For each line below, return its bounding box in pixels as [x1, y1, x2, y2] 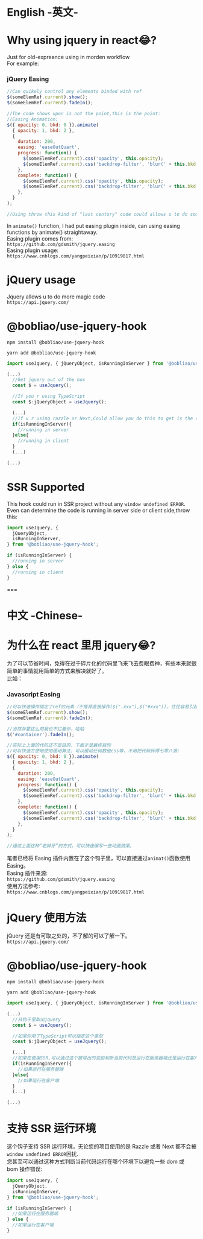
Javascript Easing [7, 690, 61, 698]
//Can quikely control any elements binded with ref [7, 89, 142, 95]
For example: [7, 60, 40, 67]
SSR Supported [7, 480, 85, 494]
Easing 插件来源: [7, 869, 48, 877]
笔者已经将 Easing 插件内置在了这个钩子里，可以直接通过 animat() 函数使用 [7, 854, 191, 862]
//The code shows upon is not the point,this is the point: [7, 111, 161, 117]
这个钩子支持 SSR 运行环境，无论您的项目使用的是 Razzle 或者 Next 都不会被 [7, 1143, 197, 1150]
